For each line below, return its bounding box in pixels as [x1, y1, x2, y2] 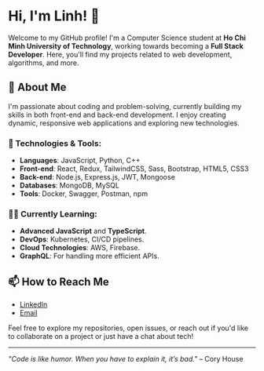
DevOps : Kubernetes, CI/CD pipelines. [19, 235, 145, 244]
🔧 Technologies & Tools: [8, 137, 102, 148]
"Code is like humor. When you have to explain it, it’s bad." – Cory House [8, 355, 244, 364]
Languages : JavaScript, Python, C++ [19, 156, 141, 165]
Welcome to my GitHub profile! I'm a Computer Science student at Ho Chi [8, 33, 246, 42]
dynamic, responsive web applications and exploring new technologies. [8, 118, 240, 128]
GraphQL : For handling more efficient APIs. [19, 251, 159, 261]
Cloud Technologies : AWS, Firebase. [19, 243, 141, 253]
